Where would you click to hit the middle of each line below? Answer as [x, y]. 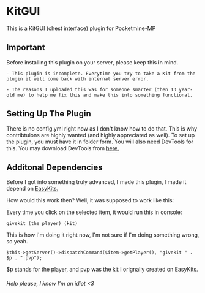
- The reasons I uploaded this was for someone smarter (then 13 [91, 89]
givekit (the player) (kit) [42, 224]
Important [26, 48]
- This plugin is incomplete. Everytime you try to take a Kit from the [101, 74]
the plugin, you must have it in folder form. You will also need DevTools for [100, 142]
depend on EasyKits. [32, 189]
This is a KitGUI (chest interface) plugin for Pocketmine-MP [81, 28]
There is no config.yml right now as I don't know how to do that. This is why [102, 128]
